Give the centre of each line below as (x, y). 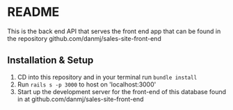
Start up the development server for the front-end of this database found (122, 91)
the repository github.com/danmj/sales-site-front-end (84, 38)
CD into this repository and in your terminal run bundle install (107, 77)
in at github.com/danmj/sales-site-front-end (80, 99)
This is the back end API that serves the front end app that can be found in (114, 31)
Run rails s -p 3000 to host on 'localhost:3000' (87, 84)
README (33, 12)
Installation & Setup (50, 61)
